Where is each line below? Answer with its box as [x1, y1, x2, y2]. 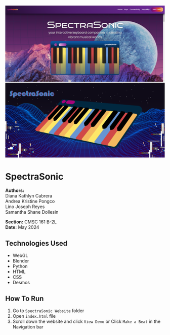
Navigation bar [12, 323, 44, 330]
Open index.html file [12, 313, 56, 319]
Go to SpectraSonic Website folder [12, 308, 84, 314]
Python [12, 263, 28, 270]
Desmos [12, 280, 30, 286]
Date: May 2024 [5, 224, 39, 230]
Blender [12, 258, 29, 264]
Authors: [5, 187, 24, 193]
